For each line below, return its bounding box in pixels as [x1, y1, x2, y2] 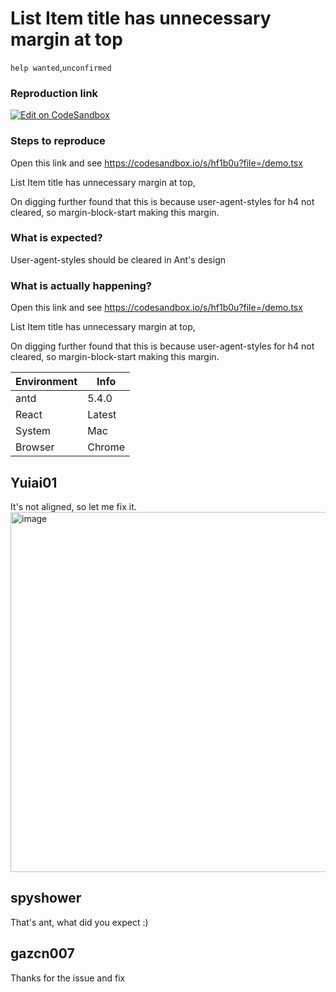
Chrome [87, 440, 126, 454]
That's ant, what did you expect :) [10, 916, 149, 928]
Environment [15, 375, 78, 389]
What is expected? [10, 231, 103, 245]
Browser [15, 440, 55, 454]
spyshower [10, 890, 82, 907]
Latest [87, 408, 117, 422]
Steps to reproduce [10, 134, 106, 148]
